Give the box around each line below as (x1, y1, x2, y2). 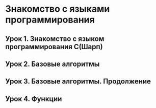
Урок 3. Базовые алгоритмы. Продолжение (5, 77, 151, 86)
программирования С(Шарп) (5, 42, 103, 51)
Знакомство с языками (5, 3, 110, 15)
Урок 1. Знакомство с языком (5, 34, 105, 43)
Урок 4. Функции (5, 94, 62, 103)
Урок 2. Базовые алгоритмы (5, 59, 100, 68)
